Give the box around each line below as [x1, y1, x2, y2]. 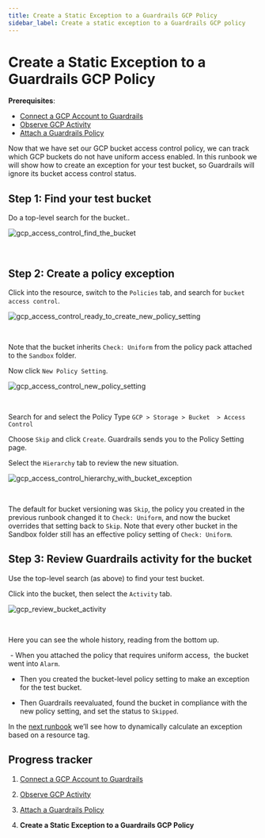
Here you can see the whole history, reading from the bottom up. [8, 635, 220, 645]
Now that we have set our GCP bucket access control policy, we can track [8, 143, 249, 153]
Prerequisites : [8, 96, 55, 105]
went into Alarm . [8, 659, 61, 668]
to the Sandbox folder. [8, 350, 77, 361]
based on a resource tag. [8, 730, 90, 740]
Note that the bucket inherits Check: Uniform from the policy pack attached [8, 342, 252, 352]
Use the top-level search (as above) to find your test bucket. [8, 573, 205, 583]
